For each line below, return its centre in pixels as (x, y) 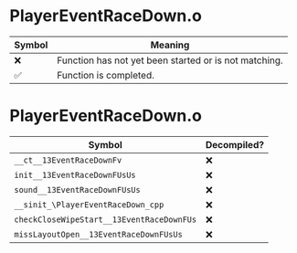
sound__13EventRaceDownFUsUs (77, 190)
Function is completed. (106, 75)
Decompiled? (235, 144)
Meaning (170, 45)
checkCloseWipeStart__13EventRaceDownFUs (106, 219)
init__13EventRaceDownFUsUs (75, 175)
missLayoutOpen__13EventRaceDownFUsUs (98, 234)
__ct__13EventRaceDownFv (68, 160)
